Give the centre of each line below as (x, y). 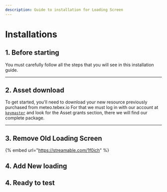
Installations (31, 34)
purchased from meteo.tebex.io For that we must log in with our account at (82, 107)
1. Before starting (32, 53)
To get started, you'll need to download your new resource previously (76, 102)
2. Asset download (35, 90)
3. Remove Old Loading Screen (54, 138)
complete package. (25, 118)
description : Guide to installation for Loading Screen (64, 10)
